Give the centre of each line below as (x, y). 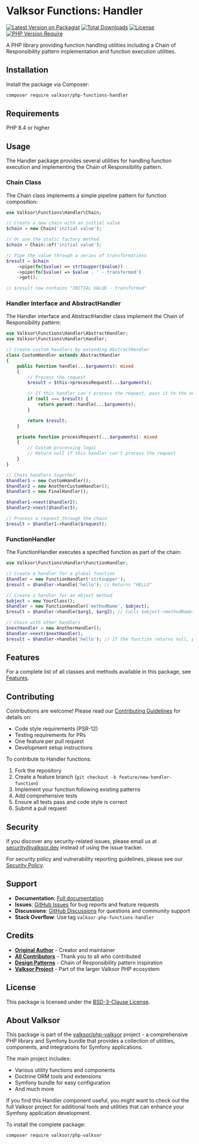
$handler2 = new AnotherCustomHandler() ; (58, 486)
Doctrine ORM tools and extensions (58, 1076)
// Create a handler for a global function (61, 574)
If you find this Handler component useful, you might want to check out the (98, 1101)
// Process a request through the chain (57, 519)
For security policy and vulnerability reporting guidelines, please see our (94, 859)
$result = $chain (28, 261)
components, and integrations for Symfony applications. (75, 1047)
